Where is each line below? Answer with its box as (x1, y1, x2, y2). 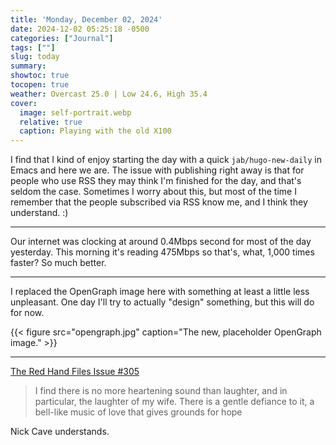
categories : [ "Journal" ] (10, 33, 114, 43)
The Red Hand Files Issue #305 (10, 366, 140, 378)
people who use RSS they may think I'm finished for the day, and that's (10, 175, 302, 187)
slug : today (10, 52, 60, 62)
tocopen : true (10, 80, 70, 90)
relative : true (19, 117, 83, 127)
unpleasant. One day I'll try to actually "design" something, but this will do (10, 296, 315, 308)
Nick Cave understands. (10, 426, 110, 438)
